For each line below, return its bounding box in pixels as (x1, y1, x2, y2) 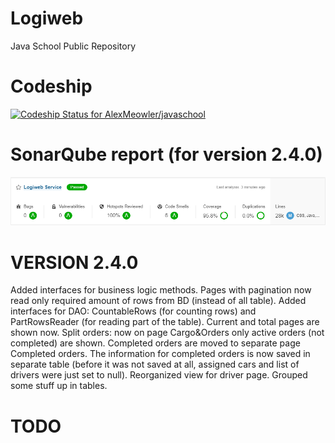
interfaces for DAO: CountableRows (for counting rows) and (10, 305, 257, 317)
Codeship (10, 75, 93, 98)
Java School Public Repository (10, 40, 137, 52)
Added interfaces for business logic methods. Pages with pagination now (10, 284, 312, 296)
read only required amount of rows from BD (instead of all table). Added (10, 295, 307, 307)
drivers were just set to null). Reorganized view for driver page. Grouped (10, 369, 308, 381)
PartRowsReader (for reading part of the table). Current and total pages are (10, 316, 320, 328)
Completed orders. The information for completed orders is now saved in (10, 348, 311, 360)
